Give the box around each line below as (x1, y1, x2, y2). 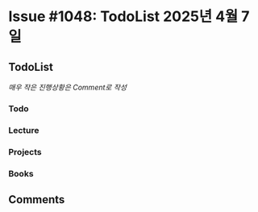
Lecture (8, 124, 40, 135)
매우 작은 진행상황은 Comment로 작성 (8, 82, 127, 92)
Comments (8, 193, 65, 206)
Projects (8, 146, 42, 157)
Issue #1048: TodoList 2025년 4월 (8, 7, 239, 26)
